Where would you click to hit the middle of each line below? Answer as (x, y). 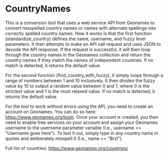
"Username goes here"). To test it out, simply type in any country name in (82, 133)
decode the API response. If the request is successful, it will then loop (78, 49)
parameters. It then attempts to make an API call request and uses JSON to (83, 44)
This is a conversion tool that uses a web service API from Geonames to (80, 23)
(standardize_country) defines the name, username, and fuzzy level (75, 39)
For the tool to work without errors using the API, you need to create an (79, 106)
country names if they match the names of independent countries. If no (79, 60)
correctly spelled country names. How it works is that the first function (79, 33)
